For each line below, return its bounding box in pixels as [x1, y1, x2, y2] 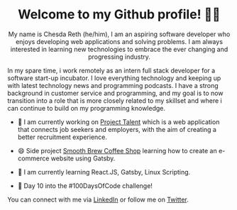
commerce [17, 154, 50, 162]
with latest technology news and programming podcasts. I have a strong [7, 81, 219, 89]
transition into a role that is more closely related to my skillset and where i [7, 96, 222, 105]
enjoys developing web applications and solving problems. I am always [15, 37, 224, 45]
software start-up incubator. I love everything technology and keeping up [7, 74, 221, 82]
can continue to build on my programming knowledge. [7, 104, 165, 112]
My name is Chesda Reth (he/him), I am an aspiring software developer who [8, 30, 231, 38]
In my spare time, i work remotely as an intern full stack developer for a [7, 66, 216, 74]
